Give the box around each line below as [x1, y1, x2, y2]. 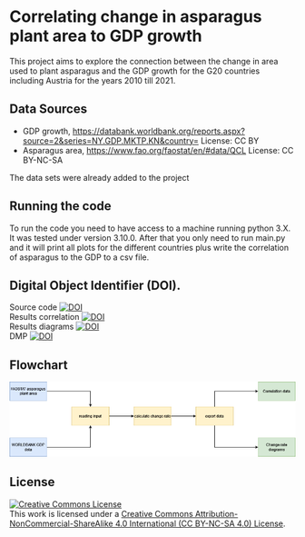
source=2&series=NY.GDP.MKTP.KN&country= [22, 134, 200, 146]
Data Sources [9, 102, 88, 117]
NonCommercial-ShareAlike [9, 518, 113, 529]
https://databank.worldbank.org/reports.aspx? [72, 125, 245, 136]
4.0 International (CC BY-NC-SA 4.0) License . [114, 518, 286, 529]
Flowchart [9, 357, 68, 373]
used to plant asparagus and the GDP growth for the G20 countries [9, 65, 261, 76]
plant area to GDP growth [9, 25, 202, 46]
